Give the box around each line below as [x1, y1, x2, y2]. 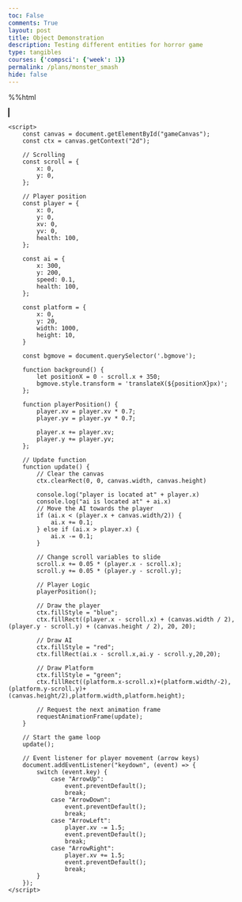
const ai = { [22, 254, 66, 262]
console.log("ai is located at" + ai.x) [36, 497, 172, 506]
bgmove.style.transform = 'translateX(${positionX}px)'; [36, 380, 228, 388]
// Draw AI [36, 636, 73, 644]
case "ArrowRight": [50, 844, 115, 852]
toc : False [8, 11, 44, 20]
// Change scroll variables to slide [36, 552, 161, 561]
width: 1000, [36, 324, 80, 332]
